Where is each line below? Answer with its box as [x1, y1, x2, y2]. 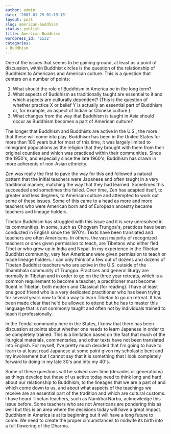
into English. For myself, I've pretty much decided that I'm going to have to [5, 342, 162, 348]
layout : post [5, 17, 33, 22]
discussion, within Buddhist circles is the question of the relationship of [5, 65, 155, 71]
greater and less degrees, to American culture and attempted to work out [5, 192, 159, 198]
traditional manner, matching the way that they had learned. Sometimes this [5, 181, 164, 187]
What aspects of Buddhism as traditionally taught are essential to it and [12, 91, 163, 97]
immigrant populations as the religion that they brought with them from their [5, 144, 165, 151]
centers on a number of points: [5, 76, 70, 82]
